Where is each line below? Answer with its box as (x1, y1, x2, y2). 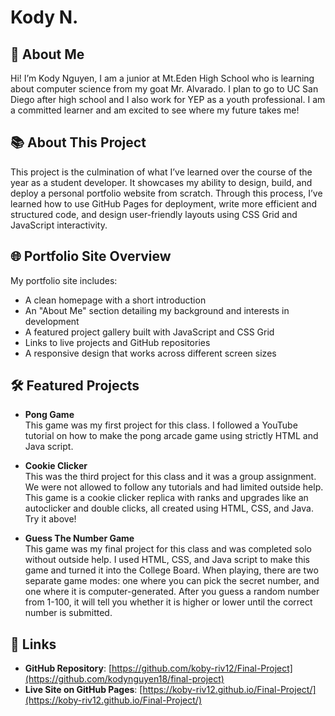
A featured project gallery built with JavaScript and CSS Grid (24, 326, 275, 338)
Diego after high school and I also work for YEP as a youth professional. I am (10, 94, 326, 105)
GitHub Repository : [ (24, 662, 112, 675)
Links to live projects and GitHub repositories (24, 336, 211, 348)
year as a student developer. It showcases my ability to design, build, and (10, 176, 313, 188)
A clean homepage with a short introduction (24, 294, 207, 306)
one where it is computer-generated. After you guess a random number (24, 586, 320, 598)
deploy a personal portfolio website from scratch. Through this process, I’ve (10, 187, 323, 199)
